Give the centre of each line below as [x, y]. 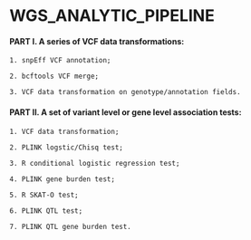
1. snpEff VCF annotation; [60, 61]
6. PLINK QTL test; [46, 211]
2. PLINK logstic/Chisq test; [67, 147]
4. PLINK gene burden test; [63, 179]
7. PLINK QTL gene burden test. [70, 226]
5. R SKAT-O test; [44, 195]
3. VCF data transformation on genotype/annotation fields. [125, 92]
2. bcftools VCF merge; [54, 77]
